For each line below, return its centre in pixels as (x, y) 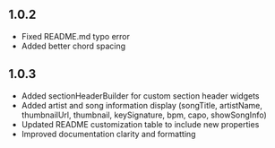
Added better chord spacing (73, 46)
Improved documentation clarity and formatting (108, 134)
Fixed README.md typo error (76, 36)
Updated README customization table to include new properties (140, 124)
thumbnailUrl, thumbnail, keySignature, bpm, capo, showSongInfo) (144, 115)
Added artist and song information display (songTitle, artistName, (142, 105)
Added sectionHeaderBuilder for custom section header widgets (140, 96)
